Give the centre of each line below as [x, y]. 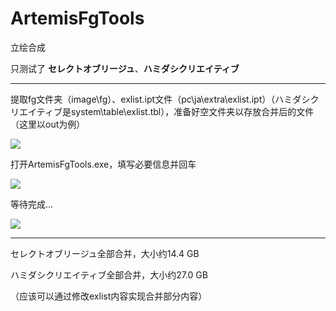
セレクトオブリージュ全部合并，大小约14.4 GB [105, 253]
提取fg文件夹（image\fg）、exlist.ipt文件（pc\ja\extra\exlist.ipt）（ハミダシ [160, 99]
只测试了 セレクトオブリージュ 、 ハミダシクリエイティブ [125, 68]
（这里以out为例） [48, 124]
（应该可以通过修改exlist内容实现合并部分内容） [109, 296]
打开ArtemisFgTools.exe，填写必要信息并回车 [103, 164]
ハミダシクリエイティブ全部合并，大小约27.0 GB [109, 274]
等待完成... [32, 204]
